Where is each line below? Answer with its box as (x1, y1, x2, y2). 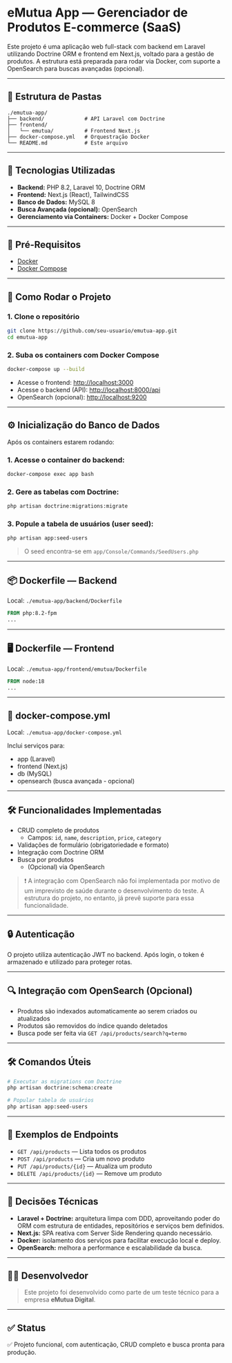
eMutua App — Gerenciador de (7, 5, 188, 21)
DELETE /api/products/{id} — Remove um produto (17, 1169, 162, 1177)
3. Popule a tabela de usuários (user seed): (7, 520, 154, 529)
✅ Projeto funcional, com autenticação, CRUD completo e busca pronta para (7, 1340, 225, 1348)
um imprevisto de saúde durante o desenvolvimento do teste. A (23, 886, 205, 895)
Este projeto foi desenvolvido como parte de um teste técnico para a (23, 1288, 220, 1297)
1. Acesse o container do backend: (7, 455, 125, 464)
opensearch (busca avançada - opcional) (17, 777, 135, 785)
